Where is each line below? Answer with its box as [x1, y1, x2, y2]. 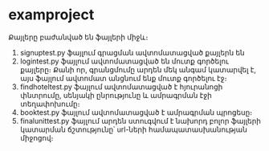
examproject [8, 6, 95, 24]
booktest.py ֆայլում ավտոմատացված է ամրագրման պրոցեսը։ [19, 107, 253, 117]
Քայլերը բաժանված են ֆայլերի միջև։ [8, 32, 149, 42]
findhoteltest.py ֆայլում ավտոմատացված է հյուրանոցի [19, 82, 223, 92]
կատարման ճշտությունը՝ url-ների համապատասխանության [19, 124, 247, 134]
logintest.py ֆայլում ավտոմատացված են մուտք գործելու [19, 56, 229, 66]
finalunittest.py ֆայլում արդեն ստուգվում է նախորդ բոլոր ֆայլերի [19, 116, 261, 125]
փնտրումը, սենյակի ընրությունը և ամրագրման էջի [19, 90, 213, 100]
